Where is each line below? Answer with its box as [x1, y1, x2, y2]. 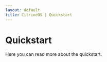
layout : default [5, 7, 40, 13]
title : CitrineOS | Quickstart [5, 12, 73, 17]
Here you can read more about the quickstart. [5, 51, 102, 57]
